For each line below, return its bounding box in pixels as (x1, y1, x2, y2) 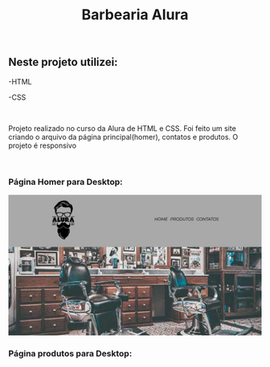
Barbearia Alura (81, 6, 189, 24)
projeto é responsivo (8, 141, 77, 150)
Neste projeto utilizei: (8, 55, 118, 69)
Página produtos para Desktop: (8, 348, 133, 359)
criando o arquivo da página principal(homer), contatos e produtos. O (8, 132, 239, 141)
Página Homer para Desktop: (8, 176, 123, 187)
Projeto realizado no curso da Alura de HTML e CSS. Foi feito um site (8, 123, 237, 133)
